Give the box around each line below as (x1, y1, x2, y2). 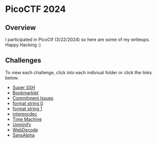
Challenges (5, 56, 41, 65)
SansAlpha (12, 132, 35, 138)
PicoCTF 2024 (5, 3, 66, 15)
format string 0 (12, 100, 43, 106)
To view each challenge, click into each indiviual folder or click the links (5, 69, 152, 75)
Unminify (12, 121, 31, 128)
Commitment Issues (12, 95, 54, 101)
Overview (5, 23, 36, 32)
